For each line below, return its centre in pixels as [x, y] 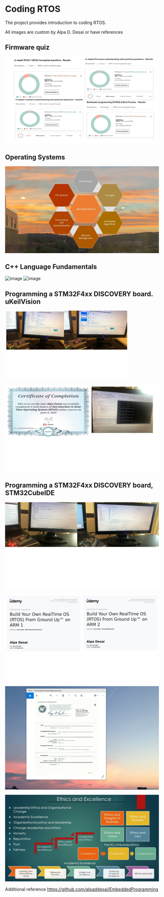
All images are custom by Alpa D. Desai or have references [64, 32]
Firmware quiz [27, 47]
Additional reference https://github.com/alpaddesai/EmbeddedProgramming [82, 889]
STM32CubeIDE [30, 493]
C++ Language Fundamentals [51, 267]
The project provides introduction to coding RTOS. [56, 23]
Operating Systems [35, 157]
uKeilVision [23, 301]
